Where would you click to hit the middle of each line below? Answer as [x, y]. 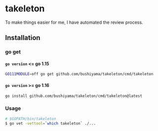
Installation [23, 38]
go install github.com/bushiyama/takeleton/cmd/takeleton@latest [74, 96]
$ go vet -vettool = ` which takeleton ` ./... [51, 123]
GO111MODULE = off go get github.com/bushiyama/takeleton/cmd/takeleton [79, 74]
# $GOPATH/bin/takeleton [31, 119]
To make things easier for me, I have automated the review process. [74, 22]
